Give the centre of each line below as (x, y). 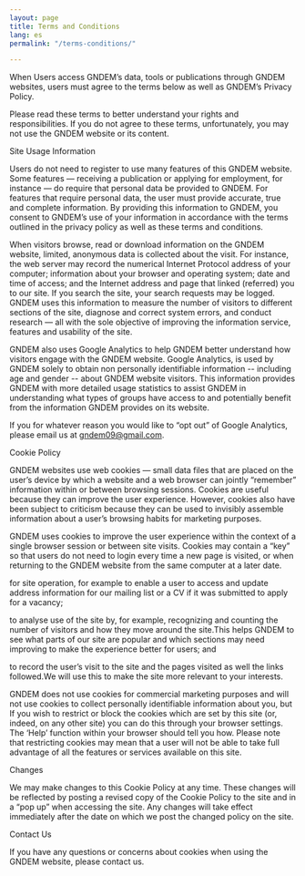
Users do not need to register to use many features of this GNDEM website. (151, 169)
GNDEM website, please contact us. (77, 861)
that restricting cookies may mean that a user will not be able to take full (145, 743)
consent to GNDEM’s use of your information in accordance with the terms (149, 217)
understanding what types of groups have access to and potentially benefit (150, 398)
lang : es (26, 35)
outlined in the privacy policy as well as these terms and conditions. (137, 227)
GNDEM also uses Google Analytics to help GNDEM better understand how (150, 350)
